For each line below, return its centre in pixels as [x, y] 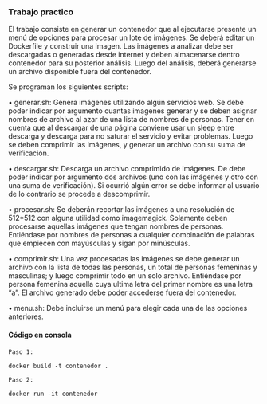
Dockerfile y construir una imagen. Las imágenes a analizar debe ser [121, 46]
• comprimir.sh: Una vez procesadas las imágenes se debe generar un [124, 259]
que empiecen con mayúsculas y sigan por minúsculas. [99, 243]
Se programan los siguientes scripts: [69, 87]
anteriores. [26, 316]
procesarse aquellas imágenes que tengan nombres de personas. [116, 226]
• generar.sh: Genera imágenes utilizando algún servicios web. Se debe [126, 103]
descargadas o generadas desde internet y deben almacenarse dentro [124, 55]
